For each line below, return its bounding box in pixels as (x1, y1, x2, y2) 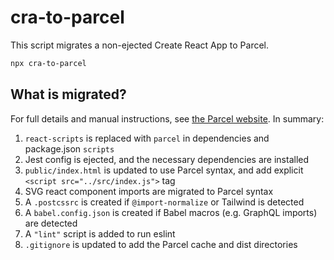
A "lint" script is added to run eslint (24, 227, 176, 240)
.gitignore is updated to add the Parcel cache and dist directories (24, 238, 298, 250)
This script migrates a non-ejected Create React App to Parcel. (10, 39, 270, 51)
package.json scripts (24, 142, 115, 155)
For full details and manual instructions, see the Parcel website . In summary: (10, 112, 325, 125)
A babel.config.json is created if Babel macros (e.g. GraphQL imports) (24, 206, 318, 218)
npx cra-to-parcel (10, 58, 87, 68)
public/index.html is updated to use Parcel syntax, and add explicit (24, 164, 304, 176)
